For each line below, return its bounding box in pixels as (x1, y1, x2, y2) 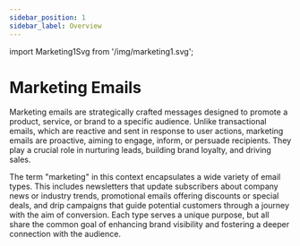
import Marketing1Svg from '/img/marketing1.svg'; (9, 46, 194, 56)
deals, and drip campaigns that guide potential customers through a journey (9, 200, 289, 211)
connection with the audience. (9, 229, 122, 240)
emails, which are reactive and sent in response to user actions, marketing (9, 126, 284, 137)
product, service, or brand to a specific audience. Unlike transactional (9, 116, 267, 127)
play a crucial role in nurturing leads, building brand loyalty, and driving (9, 145, 271, 156)
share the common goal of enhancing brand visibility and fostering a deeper (9, 219, 290, 230)
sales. (9, 154, 31, 165)
